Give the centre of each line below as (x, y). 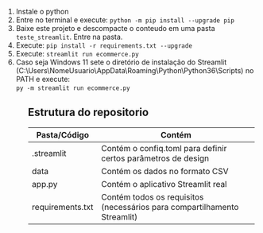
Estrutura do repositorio (88, 113)
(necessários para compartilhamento (170, 207)
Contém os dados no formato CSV (165, 171)
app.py (44, 184)
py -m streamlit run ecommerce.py (73, 88)
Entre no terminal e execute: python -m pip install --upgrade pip (125, 20)
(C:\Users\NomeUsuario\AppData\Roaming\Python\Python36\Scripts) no (135, 70)
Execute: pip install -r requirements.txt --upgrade (104, 45)
